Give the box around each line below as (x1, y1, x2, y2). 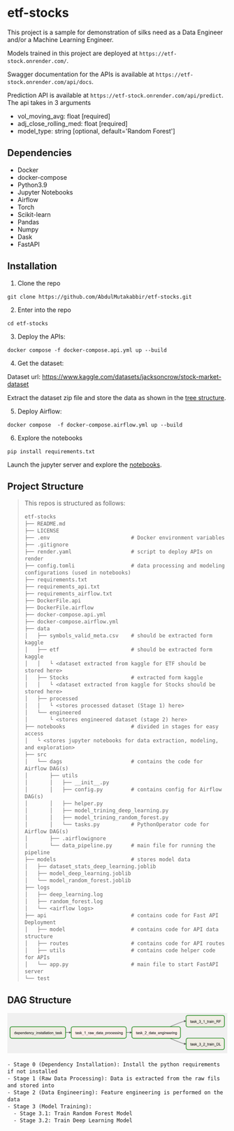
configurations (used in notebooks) (24, 569, 131, 576)
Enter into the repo (17, 306, 71, 314)
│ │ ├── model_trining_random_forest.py (24, 814, 169, 821)
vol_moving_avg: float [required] (17, 112, 110, 120)
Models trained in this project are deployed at (7, 49, 138, 57)
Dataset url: (7, 372, 41, 380)
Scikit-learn (17, 210, 51, 218)
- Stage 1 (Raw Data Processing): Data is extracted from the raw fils (7, 1075, 220, 1082)
